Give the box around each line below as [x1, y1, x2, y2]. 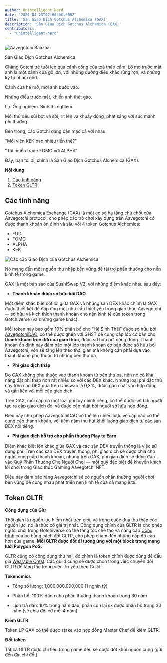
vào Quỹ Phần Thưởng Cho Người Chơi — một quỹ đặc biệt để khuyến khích [5, 459, 162, 465]
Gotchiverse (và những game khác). [5, 316, 79, 322]
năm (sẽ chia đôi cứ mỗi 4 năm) [12, 607, 78, 614]
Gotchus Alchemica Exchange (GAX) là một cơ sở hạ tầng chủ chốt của [5, 210, 152, 216]
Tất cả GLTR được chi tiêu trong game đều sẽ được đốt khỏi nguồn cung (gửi [5, 646, 163, 652]
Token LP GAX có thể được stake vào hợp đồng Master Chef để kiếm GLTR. [5, 627, 160, 633]
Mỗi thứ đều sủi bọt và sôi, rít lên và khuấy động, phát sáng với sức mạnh [5, 113, 156, 119]
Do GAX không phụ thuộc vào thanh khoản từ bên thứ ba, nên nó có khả [5, 372, 154, 378]
